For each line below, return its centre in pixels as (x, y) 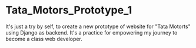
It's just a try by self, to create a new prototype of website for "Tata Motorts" (98, 26)
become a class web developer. (44, 39)
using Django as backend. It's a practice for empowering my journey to (92, 32)
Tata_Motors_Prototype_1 (69, 10)
